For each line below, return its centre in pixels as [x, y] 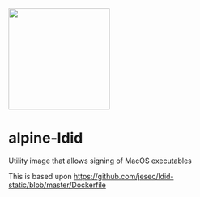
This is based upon [40, 176]
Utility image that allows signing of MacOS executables [100, 161]
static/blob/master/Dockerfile [57, 185]
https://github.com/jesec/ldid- [123, 176]
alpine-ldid [46, 138]
